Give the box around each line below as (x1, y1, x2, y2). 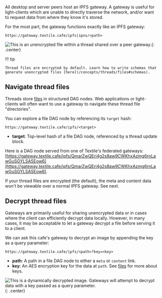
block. (12, 138, 25, 144)
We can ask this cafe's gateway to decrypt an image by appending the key (5, 235, 154, 240)
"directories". (5, 106, 31, 112)
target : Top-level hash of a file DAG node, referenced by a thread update (12, 133, 157, 139)
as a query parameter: (5, 240, 49, 246)
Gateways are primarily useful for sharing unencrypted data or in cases (5, 210, 147, 216)
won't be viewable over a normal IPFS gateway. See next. (5, 183, 119, 188)
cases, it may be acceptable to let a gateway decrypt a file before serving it (5, 220, 155, 226)
